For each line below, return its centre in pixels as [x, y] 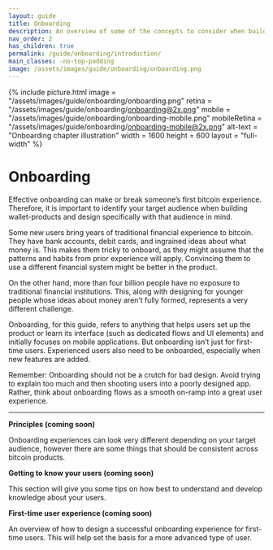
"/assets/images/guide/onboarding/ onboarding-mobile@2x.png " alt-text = [133, 126]
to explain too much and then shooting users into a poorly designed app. [130, 383]
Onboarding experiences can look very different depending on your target [132, 439]
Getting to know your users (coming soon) [81, 473]
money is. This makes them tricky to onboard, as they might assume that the [136, 250]
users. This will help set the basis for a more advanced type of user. [138, 537]
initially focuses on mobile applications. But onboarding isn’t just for [121, 342]
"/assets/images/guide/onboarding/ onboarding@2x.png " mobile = [120, 109]
